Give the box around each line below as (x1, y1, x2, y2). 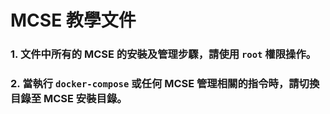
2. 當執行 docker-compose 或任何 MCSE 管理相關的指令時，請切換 (10, 77, 320, 91)
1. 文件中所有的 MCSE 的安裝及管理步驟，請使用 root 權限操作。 (10, 47, 317, 61)
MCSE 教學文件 (10, 9, 137, 32)
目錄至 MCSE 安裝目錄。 (10, 92, 128, 106)
